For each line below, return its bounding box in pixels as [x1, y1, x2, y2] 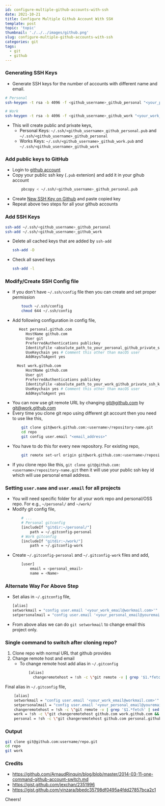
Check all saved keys [12, 257, 55, 263]
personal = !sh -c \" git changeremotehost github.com [14, 716, 126, 721]
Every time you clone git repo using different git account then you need [12, 410, 157, 416]
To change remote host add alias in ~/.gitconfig [19, 661, 119, 667]
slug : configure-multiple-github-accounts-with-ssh [5, 35, 113, 40]
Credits [5, 760, 23, 767]
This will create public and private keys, [12, 122, 93, 128]
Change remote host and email [12, 655, 75, 661]
